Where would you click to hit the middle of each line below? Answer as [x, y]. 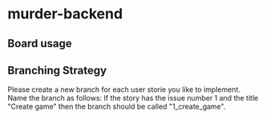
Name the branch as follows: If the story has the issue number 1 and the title [133, 98]
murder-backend [65, 14]
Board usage [40, 44]
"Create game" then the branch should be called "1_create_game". [117, 107]
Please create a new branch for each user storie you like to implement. [124, 89]
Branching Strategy [57, 70]
